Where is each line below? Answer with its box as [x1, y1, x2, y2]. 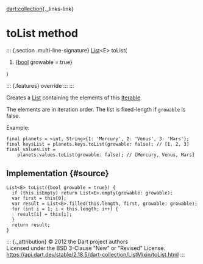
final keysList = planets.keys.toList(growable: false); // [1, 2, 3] [6, 141, 190, 147]
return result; [12, 222, 51, 228]
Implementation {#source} [6, 168, 110, 179]
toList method [6, 27, 78, 40]
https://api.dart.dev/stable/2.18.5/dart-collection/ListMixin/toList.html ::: [6, 251, 185, 258]
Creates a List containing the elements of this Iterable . [6, 94, 142, 101]
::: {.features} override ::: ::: [6, 82, 74, 89]
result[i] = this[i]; [17, 211, 72, 217]
